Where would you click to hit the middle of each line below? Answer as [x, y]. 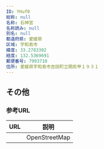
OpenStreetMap [48, 138]
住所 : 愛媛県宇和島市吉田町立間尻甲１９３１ [53, 67]
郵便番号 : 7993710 [27, 61]
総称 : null [19, 17]
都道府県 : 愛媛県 [24, 39]
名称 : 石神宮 [20, 22]
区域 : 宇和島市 [22, 45]
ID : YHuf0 [18, 12]
